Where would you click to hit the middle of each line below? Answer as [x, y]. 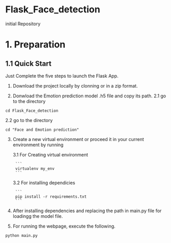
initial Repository [23, 24]
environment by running [38, 145]
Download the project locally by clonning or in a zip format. [75, 85]
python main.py [22, 235]
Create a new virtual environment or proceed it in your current [78, 139]
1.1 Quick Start [28, 64]
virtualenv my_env [35, 168]
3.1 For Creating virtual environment [50, 154]
